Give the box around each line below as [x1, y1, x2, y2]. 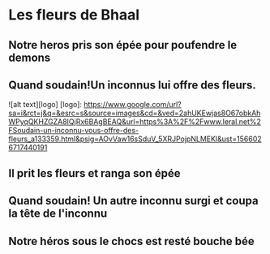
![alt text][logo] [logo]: [8, 100, 83, 110]
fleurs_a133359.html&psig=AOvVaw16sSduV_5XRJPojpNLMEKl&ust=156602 [8, 134, 262, 144]
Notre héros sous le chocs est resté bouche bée [8, 234, 255, 248]
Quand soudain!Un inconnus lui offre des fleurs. [8, 78, 257, 92]
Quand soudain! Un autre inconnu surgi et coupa [8, 194, 259, 208]
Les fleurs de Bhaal [8, 6, 140, 24]
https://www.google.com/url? [84, 100, 182, 110]
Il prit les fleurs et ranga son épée [8, 166, 181, 180]
